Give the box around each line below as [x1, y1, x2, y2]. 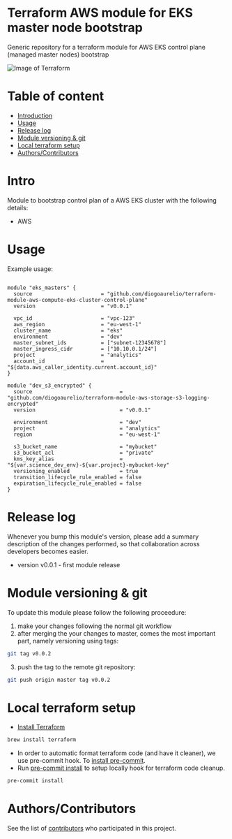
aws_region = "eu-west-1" [13, 321, 141, 328]
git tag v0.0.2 [7, 650, 52, 657]
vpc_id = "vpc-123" [13, 314, 136, 322]
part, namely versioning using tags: [17, 636, 119, 645]
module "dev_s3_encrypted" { [7, 382, 92, 389]
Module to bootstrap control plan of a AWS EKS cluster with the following [7, 196, 217, 204]
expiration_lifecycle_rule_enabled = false [13, 480, 141, 487]
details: [7, 203, 29, 212]
